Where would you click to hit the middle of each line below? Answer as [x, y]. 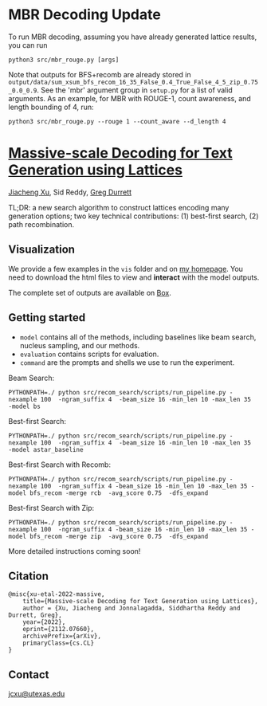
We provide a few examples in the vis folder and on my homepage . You [126, 269]
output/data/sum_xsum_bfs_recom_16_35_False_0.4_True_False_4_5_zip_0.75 [133, 82]
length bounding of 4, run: [51, 107]
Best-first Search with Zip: [51, 508]
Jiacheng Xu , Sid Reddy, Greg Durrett [70, 192]
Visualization [42, 250]
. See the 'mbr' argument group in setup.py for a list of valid [135, 90]
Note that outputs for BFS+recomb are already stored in [100, 74]
